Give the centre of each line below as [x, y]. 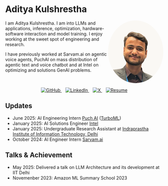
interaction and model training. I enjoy [63, 34]
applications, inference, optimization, [43, 28]
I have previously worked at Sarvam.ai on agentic [56, 54]
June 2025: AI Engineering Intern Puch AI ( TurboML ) [67, 118]
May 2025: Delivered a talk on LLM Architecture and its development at [86, 167]
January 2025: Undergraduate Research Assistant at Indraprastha [80, 128]
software [14, 34]
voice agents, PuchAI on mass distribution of [51, 59]
